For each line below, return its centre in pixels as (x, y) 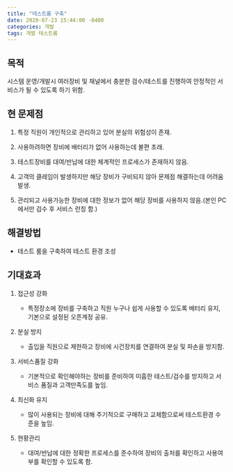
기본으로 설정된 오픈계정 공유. (67, 317)
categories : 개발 (31, 26)
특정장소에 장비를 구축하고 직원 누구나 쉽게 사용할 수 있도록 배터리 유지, (124, 308)
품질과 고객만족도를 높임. (74, 385)
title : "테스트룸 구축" (37, 14)
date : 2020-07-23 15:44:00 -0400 (56, 20)
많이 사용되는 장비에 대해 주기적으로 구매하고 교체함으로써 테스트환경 (121, 414)
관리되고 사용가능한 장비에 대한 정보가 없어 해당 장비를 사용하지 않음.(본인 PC (122, 200)
